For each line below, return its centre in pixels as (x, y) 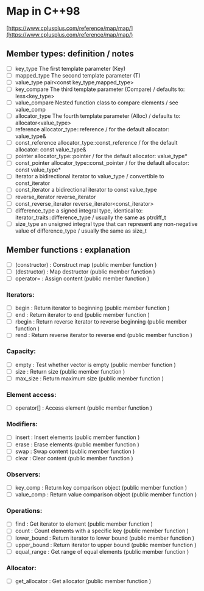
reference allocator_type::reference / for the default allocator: (92, 129)
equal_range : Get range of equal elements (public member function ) (102, 551)
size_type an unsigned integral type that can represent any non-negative (106, 223)
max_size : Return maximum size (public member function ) (90, 378)
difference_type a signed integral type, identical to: (79, 210)
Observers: (23, 474)
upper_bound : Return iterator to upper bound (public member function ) (106, 545)
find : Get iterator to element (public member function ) (84, 524)
